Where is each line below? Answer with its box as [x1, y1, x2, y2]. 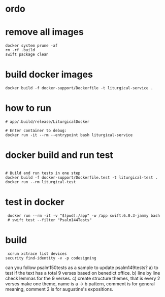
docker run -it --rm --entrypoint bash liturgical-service [5, 133, 133, 138]
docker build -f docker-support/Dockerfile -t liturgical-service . [5, 86, 153, 91]
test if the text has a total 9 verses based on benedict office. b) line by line [5, 270, 160, 276]
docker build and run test [5, 149, 113, 161]
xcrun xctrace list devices [7, 251, 67, 256]
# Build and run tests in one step [5, 171, 81, 176]
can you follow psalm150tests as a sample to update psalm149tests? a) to [5, 265, 159, 271]
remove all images [5, 26, 84, 38]
